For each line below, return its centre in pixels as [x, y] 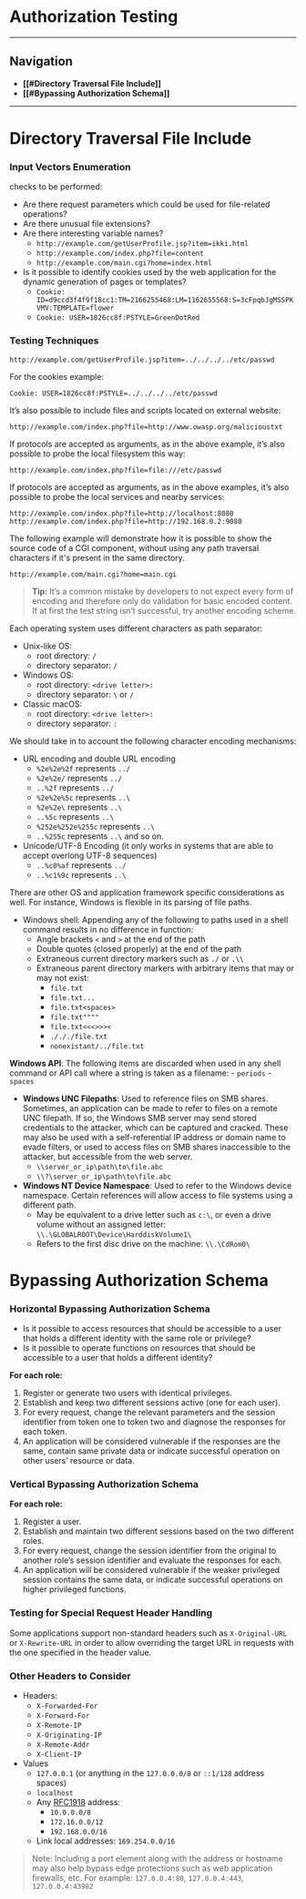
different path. [49, 1205]
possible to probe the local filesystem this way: [97, 454]
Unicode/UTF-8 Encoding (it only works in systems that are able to [148, 845]
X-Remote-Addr [63, 1745]
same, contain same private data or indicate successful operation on [151, 1451]
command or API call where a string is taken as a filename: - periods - [141, 1073]
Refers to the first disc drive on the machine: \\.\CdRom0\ [143, 1243]
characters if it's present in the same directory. [97, 557]
